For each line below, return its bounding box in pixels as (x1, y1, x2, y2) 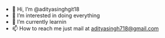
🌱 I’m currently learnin (11, 18, 67, 25)
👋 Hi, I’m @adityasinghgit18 (11, 6, 80, 12)
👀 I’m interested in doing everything (11, 12, 100, 19)
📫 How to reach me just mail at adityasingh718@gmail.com (11, 25, 159, 32)
